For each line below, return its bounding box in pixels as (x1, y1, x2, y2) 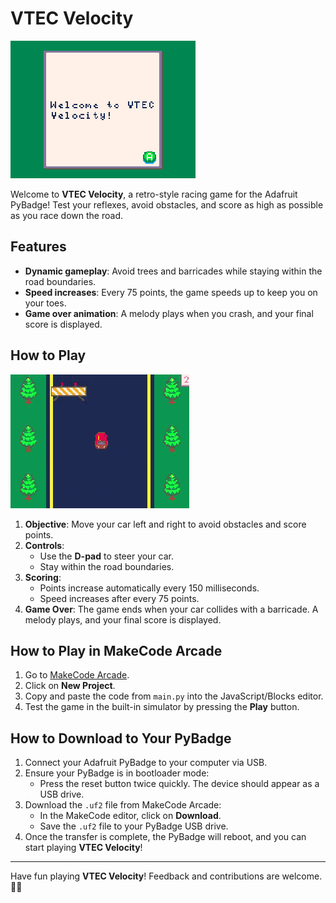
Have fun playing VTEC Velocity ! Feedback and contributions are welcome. (10, 870, 323, 882)
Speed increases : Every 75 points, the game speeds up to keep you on (24, 286, 318, 298)
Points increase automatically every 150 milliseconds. (39, 582, 260, 594)
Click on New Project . (24, 680, 116, 692)
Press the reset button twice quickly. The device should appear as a (39, 778, 320, 790)
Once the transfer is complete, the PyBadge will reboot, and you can (24, 831, 307, 843)
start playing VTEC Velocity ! (24, 842, 143, 854)
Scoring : (24, 571, 62, 583)
